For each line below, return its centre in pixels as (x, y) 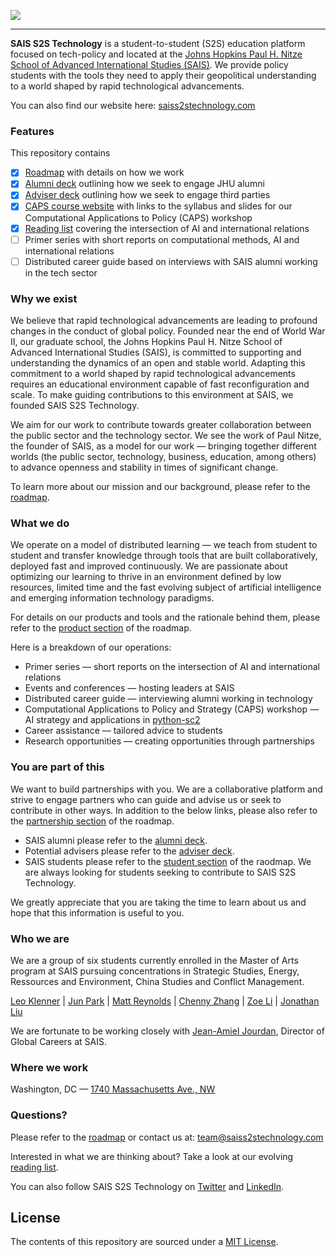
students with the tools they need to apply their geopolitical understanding (163, 75)
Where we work (49, 1067)
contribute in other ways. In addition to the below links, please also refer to (164, 810)
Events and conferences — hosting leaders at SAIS (129, 688)
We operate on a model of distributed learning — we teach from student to (164, 545)
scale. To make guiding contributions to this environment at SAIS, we (152, 395)
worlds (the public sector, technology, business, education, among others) (163, 457)
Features (32, 131)
